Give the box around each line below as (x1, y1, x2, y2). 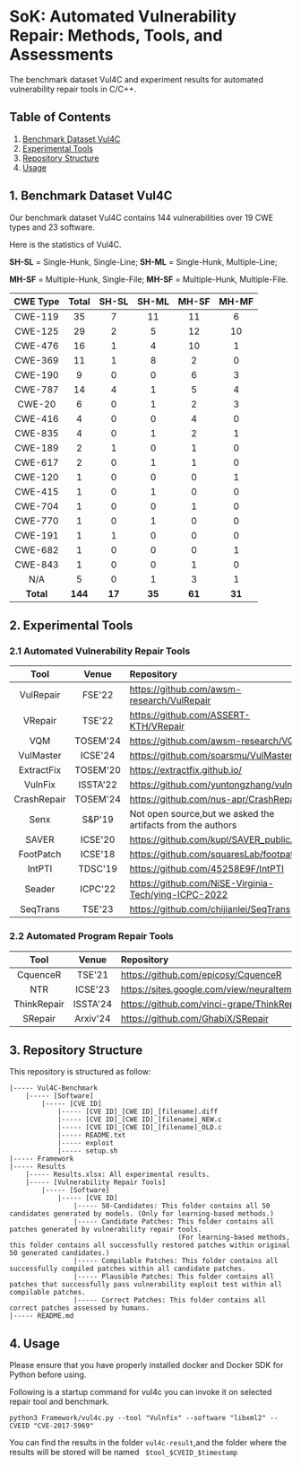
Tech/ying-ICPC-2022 (129, 889, 228, 901)
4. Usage (9, 1336, 60, 1351)
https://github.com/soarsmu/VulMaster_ (129, 750, 297, 762)
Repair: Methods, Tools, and (9, 25, 223, 46)
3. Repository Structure (9, 1042, 143, 1058)
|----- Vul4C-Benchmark (9, 1084, 99, 1093)
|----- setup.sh (56, 1146, 118, 1155)
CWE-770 (14, 514, 59, 527)
